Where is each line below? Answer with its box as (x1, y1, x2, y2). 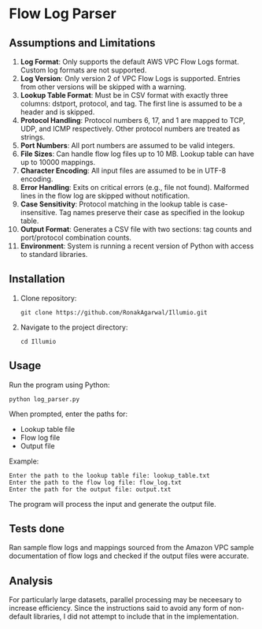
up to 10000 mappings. (20, 158, 96, 166)
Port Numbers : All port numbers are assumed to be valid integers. (20, 141, 235, 150)
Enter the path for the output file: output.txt (9, 486, 172, 493)
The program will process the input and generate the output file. (9, 499, 217, 508)
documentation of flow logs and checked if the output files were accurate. (9, 551, 249, 560)
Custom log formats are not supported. (20, 65, 147, 75)
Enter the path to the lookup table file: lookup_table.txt (9, 471, 211, 479)
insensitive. (20, 208, 57, 217)
